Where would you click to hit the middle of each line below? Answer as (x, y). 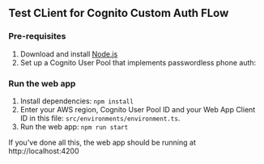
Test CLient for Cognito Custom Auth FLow (119, 13)
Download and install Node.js (69, 54)
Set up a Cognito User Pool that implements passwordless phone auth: (138, 62)
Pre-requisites (37, 36)
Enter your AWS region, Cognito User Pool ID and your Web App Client (138, 109)
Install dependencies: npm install (77, 101)
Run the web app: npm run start (74, 126)
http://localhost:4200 (44, 151)
